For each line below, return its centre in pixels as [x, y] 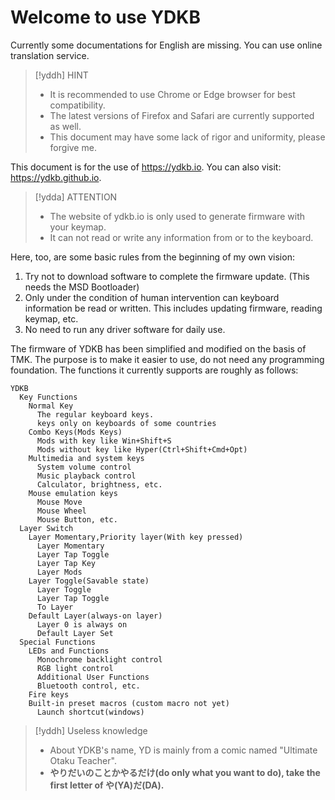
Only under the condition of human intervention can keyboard [152, 297]
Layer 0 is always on [82, 624]
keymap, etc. [51, 318]
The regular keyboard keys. [95, 414]
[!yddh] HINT [61, 75]
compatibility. [77, 105]
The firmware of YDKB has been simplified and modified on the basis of [158, 348]
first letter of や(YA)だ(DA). [107, 785]
